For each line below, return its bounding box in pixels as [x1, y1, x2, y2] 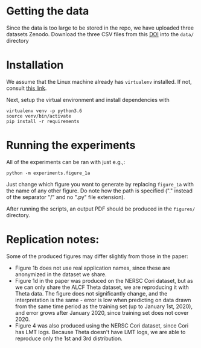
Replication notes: [6, 233, 100, 246]
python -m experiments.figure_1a [6, 170, 91, 176]
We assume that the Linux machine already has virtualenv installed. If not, [6, 78, 192, 85]
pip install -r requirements [6, 118, 80, 124]
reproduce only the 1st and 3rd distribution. [14, 335, 123, 342]
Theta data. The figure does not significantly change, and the [14, 289, 168, 297]
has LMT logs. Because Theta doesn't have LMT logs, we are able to [14, 328, 186, 335]
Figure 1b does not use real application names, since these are [14, 264, 171, 271]
